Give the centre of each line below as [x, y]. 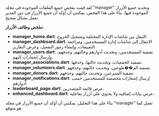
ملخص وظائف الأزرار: [25, 27]
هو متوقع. [14, 108]
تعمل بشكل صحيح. [22, 18]
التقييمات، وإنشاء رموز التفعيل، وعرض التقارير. [54, 47]
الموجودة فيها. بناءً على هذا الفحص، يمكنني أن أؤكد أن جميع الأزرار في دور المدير [77, 13]
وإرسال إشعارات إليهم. [33, 57]
